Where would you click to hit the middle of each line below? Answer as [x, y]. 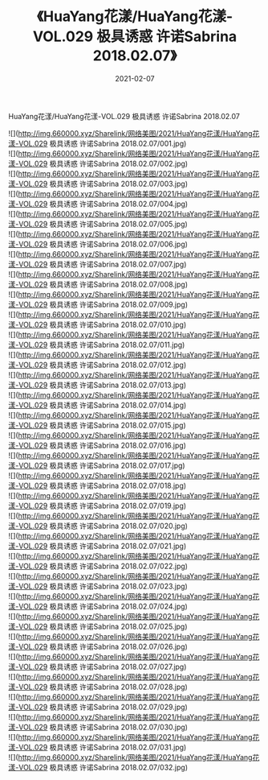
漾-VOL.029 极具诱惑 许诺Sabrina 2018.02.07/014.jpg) [97, 405]
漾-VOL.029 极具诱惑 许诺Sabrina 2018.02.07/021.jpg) [97, 546]
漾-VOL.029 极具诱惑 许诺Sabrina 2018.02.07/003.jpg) [98, 184]
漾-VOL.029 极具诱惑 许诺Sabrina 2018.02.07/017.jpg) [97, 465]
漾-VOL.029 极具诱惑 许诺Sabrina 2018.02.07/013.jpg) [97, 385]
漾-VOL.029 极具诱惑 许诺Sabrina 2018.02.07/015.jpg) [97, 425]
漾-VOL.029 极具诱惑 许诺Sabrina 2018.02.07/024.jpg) [98, 606]
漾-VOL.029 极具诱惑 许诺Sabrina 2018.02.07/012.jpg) [97, 365]
